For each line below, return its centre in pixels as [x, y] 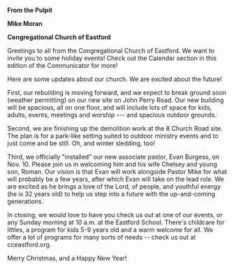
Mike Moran [25, 23]
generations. [25, 201]
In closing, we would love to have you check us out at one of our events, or [115, 215]
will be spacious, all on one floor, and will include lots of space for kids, [110, 107]
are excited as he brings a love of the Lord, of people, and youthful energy [114, 187]
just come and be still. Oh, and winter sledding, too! [81, 143]
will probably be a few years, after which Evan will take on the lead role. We [116, 179]
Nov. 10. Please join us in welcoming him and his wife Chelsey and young [112, 164]
